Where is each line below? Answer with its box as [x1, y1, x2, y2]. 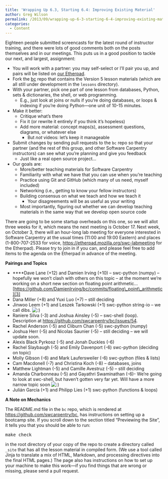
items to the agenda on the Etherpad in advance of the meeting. [5, 251, 137, 257]
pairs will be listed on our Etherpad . [12, 71, 86, 77]
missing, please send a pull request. [5, 468, 79, 474]
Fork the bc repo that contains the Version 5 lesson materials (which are [12, 76, 161, 82]
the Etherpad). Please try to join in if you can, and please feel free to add [5, 245, 155, 251]
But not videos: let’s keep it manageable [27, 135, 110, 141]
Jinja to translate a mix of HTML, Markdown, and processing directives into [5, 452, 160, 458]
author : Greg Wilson [5, 12, 48, 17]
